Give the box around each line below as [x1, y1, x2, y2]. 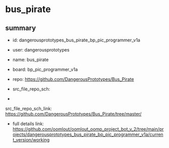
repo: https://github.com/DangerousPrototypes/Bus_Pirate [12, 76, 134, 82]
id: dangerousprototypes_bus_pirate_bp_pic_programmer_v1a [12, 37, 140, 43]
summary [5, 24, 36, 32]
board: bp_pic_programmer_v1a [12, 67, 78, 72]
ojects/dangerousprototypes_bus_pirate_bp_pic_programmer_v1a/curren [12, 131, 163, 137]
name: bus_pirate [12, 57, 49, 63]
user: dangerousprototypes [12, 47, 70, 53]
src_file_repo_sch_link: [5, 106, 52, 112]
